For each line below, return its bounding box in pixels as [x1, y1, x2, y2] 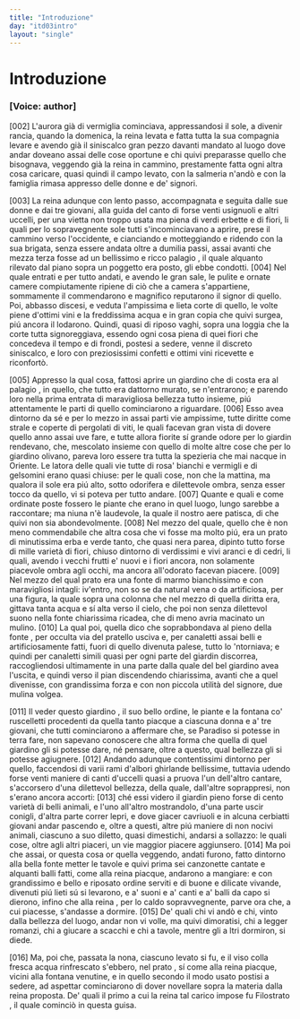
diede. [9, 934, 33, 946]
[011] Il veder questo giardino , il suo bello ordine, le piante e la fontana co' [9, 705, 283, 717]
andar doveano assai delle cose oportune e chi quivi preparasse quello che [9, 149, 287, 160]
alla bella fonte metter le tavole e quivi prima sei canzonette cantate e [9, 858, 266, 869]
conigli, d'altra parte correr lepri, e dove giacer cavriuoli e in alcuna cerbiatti [9, 810, 289, 821]
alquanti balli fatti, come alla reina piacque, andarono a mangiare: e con [9, 868, 273, 878]
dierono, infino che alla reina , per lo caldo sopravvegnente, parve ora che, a [9, 896, 291, 907]
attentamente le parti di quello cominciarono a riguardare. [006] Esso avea [9, 402, 284, 413]
